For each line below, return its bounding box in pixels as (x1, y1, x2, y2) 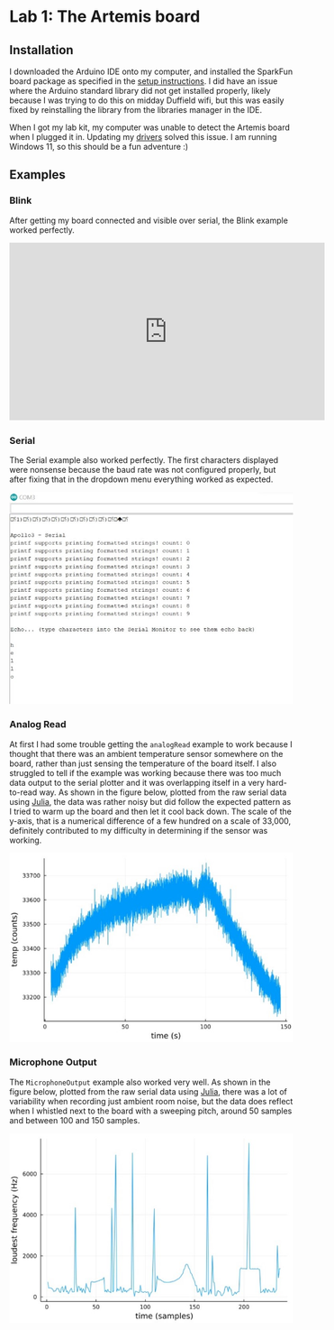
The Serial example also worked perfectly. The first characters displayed (9, 454, 279, 466)
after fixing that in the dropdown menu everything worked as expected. (9, 474, 274, 485)
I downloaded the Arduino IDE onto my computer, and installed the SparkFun (9, 66, 293, 77)
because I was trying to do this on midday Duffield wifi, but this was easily (9, 95, 284, 106)
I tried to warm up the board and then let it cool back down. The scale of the (9, 806, 293, 817)
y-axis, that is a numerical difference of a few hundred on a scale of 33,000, (9, 815, 292, 827)
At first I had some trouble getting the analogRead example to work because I (9, 738, 293, 750)
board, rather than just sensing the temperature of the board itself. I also (9, 758, 277, 769)
